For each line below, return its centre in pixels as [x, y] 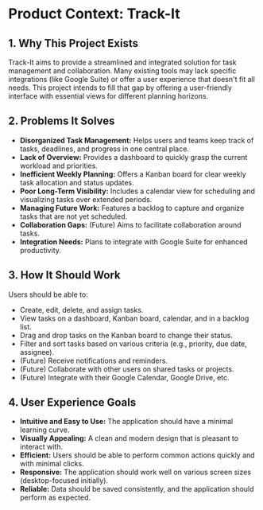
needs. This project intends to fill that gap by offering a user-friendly [120, 88]
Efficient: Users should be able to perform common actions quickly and [137, 455]
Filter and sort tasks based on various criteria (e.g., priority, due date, [133, 344]
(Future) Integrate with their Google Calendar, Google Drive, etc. [124, 377]
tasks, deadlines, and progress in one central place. [104, 149]
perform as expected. [55, 497]
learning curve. [44, 430]
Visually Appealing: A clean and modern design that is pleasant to [129, 438]
